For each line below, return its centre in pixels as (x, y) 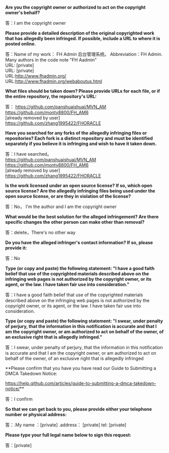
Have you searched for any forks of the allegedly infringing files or (76, 133)
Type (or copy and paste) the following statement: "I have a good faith (80, 268)
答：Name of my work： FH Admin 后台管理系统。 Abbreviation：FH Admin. (84, 54)
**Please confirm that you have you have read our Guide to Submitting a (81, 368)
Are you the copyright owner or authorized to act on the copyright (75, 7)
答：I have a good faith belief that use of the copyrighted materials (74, 295)
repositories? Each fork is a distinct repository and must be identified (79, 138)
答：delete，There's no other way (40, 232)
